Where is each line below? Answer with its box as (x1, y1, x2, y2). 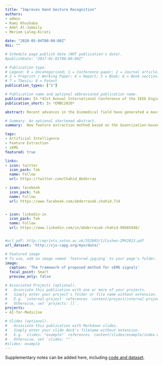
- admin (5, 16, 21, 21)
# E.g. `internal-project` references (5, 297, 88, 301)
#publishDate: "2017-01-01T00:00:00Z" (5, 56, 83, 61)
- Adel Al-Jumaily (5, 25, 42, 30)
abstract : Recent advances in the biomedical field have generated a (5, 110, 149, 115)
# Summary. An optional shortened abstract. (5, 118, 97, 123)
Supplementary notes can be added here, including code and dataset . (5, 355, 145, 361)
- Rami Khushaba (5, 20, 38, 26)
